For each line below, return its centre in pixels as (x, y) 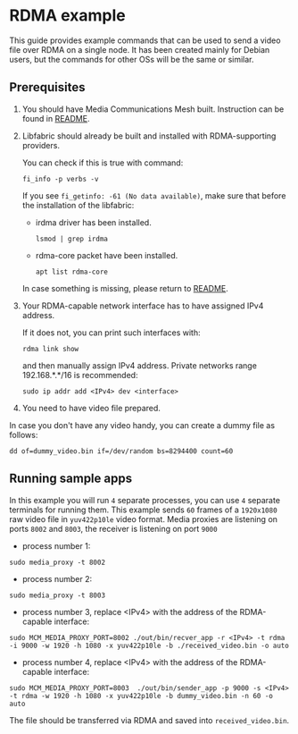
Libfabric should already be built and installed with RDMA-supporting (149, 136)
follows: (24, 434)
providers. (41, 145)
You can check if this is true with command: (103, 163)
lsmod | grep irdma (72, 239)
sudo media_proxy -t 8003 (57, 595)
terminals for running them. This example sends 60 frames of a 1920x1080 (144, 510)
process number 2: (57, 578)
